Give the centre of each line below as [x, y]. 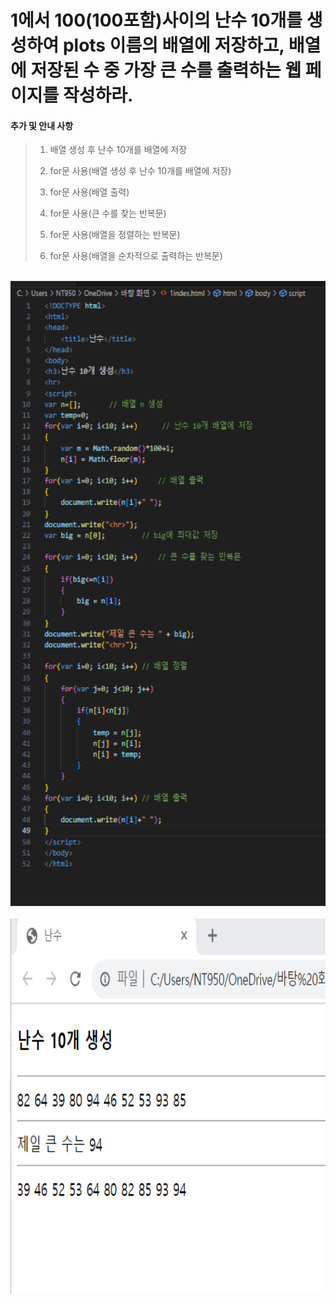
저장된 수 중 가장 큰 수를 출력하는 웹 [166, 70]
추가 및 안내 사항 [42, 125]
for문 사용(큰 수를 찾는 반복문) [108, 213]
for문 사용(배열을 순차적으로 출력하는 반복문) [136, 256]
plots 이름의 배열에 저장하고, [173, 45]
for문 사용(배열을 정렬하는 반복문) [115, 235]
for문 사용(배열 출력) [89, 192]
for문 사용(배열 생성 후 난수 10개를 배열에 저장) [140, 171]
